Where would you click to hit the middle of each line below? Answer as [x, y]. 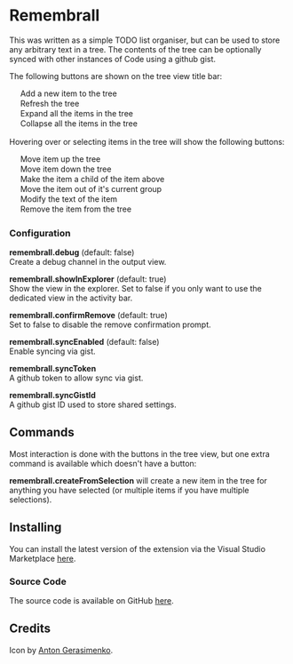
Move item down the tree [66, 169]
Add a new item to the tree [68, 93]
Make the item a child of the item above [92, 179]
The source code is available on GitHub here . [92, 600]
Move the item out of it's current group [91, 189]
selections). [31, 500]
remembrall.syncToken [53, 368]
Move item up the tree [60, 159]
